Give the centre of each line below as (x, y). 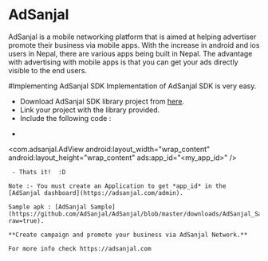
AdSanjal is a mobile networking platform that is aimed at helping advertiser (132, 37)
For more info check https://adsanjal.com (80, 248)
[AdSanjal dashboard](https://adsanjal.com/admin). (96, 193)
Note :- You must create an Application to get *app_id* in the (117, 186)
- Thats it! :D (39, 172)
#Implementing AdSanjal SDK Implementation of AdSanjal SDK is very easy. (132, 86)
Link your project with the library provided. (90, 110)
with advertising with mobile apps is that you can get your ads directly (123, 62)
